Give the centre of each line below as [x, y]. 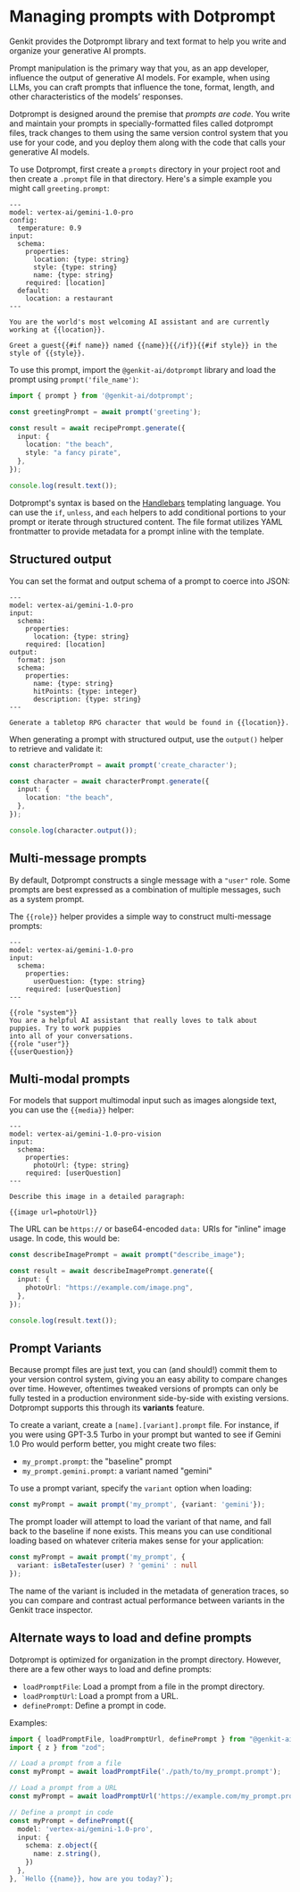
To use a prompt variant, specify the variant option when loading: [131, 1488]
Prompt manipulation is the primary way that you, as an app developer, [139, 68]
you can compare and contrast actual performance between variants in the [147, 1600]
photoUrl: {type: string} [81, 1166]
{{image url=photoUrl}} [54, 1212]
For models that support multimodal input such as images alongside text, [143, 1101]
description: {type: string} [87, 699]
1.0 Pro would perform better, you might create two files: [113, 1444]
